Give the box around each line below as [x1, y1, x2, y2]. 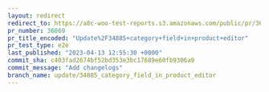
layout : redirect [7, 11, 66, 20]
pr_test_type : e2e [7, 42, 69, 50]
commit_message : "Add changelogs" [7, 64, 124, 72]
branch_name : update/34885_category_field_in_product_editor [7, 71, 217, 79]
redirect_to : [7, 19, 51, 27]
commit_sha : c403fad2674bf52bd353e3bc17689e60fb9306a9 [7, 57, 195, 65]
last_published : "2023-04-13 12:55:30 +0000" [7, 49, 162, 57]
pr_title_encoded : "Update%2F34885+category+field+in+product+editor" [7, 34, 249, 42]
